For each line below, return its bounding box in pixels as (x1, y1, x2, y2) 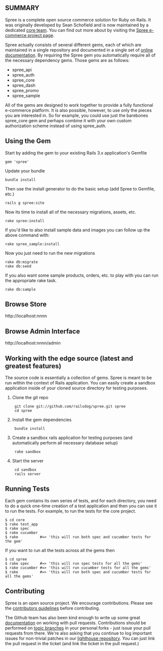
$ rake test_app (5, 521, 38, 527)
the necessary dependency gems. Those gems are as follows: (5, 57, 130, 63)
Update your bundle (5, 168, 45, 173)
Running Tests (5, 485, 50, 493)
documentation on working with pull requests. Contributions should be (5, 620, 146, 626)
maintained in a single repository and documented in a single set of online (5, 47, 153, 53)
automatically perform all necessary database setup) (12, 440, 118, 446)
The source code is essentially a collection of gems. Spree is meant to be (5, 375, 152, 381)
